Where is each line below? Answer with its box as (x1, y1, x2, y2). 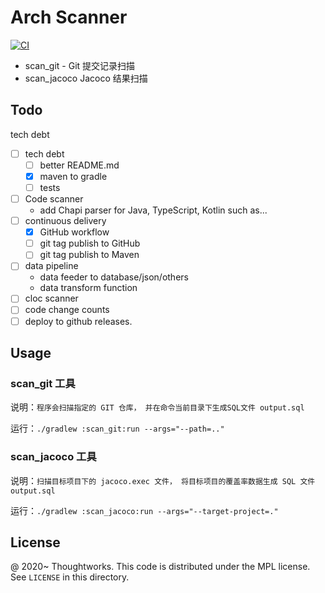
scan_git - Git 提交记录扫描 (24, 59, 136, 71)
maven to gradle (39, 170, 108, 182)
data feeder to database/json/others (39, 271, 189, 283)
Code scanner (24, 193, 84, 205)
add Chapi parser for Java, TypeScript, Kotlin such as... (39, 204, 268, 216)
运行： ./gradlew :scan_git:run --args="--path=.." (10, 422, 225, 435)
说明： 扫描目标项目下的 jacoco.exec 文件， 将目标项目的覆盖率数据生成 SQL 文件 (10, 474, 316, 486)
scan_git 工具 (10, 376, 76, 390)
